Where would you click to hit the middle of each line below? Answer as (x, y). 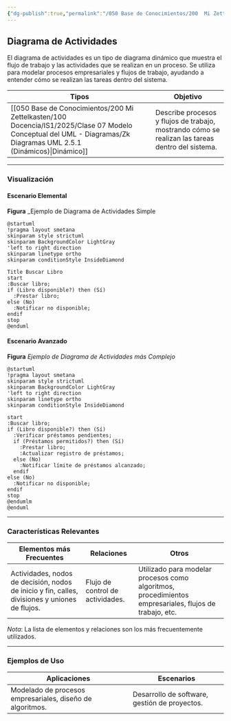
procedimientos (164, 595)
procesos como (164, 578)
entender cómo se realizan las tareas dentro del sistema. (88, 80)
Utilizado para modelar (175, 570)
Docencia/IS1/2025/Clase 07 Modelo (71, 126)
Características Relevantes (53, 531)
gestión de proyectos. (168, 703)
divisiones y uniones (44, 599)
